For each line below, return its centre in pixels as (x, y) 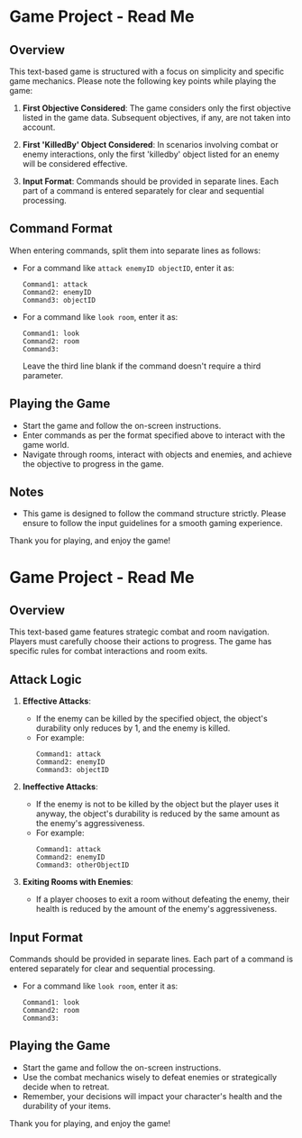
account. (39, 127)
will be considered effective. (75, 164)
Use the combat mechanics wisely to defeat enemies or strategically (150, 1077)
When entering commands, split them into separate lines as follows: (135, 250)
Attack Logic (46, 679)
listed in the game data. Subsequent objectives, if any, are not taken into (156, 118)
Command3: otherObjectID (82, 865)
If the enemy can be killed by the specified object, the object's (151, 719)
